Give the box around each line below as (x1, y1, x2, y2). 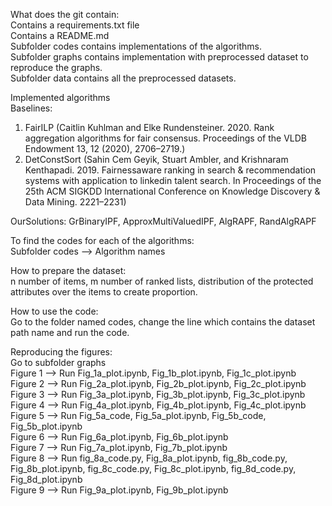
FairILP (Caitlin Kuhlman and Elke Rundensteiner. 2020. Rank (24, 122, 275, 133)
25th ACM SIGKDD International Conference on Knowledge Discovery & (24, 185, 321, 197)
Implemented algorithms (10, 92, 111, 103)
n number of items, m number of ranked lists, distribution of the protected (10, 275, 314, 287)
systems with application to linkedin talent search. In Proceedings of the (24, 175, 322, 186)
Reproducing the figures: (10, 346, 113, 358)
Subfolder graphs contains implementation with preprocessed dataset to (10, 51, 309, 63)
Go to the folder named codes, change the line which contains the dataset (10, 316, 316, 328)
